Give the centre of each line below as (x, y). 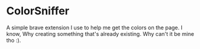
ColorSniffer (38, 11)
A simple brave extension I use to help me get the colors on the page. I (95, 27)
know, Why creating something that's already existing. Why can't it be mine (100, 33)
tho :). (14, 40)
